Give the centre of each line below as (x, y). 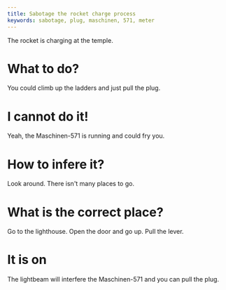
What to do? (43, 68)
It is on (27, 260)
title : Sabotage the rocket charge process (72, 14)
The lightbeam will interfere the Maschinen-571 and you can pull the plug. (113, 279)
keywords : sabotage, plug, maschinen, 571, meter (81, 20)
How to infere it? (56, 164)
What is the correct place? (85, 212)
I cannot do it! (48, 116)
